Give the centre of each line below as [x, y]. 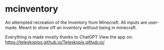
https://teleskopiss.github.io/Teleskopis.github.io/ [55, 42]
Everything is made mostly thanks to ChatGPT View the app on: [69, 37]
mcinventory [32, 9]
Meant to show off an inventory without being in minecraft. [78, 27]
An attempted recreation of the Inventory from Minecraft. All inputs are [76, 22]
